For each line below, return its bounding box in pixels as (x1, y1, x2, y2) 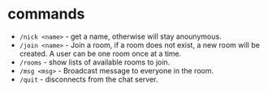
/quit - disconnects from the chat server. (19, 74, 158, 84)
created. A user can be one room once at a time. (19, 48, 182, 58)
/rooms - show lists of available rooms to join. (19, 57, 171, 67)
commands (7, 5, 85, 23)
